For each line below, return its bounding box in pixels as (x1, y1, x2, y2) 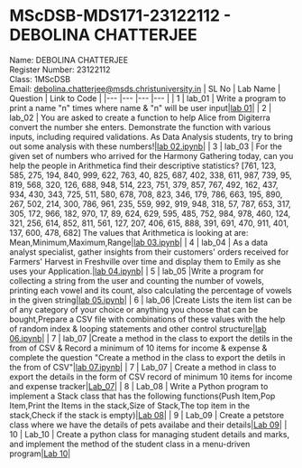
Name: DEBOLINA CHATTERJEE (9, 54, 129, 65)
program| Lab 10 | (9, 448, 71, 459)
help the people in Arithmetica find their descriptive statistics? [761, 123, (9, 160, 277, 171)
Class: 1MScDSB (9, 73, 70, 84)
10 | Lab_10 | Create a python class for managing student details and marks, (9, 428, 290, 439)
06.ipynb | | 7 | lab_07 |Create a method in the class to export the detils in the (9, 332, 293, 343)
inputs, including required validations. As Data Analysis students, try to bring (9, 131, 293, 142)
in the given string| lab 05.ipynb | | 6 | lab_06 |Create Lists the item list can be (9, 295, 293, 305)
